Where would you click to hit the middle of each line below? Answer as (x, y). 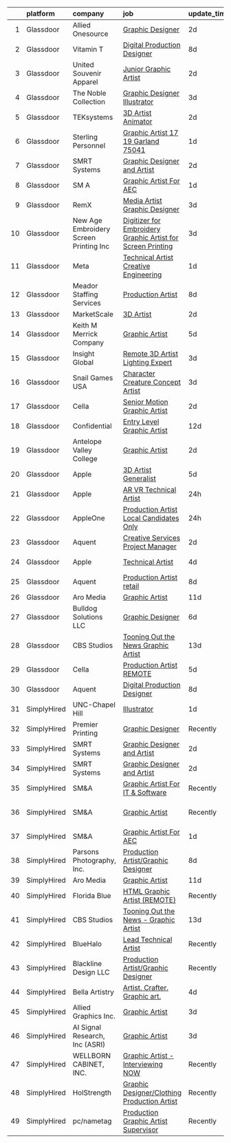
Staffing (85, 294)
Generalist (139, 479)
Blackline (87, 964)
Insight (84, 354)
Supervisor (141, 1130)
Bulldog (85, 608)
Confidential (92, 426)
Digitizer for (142, 221)
